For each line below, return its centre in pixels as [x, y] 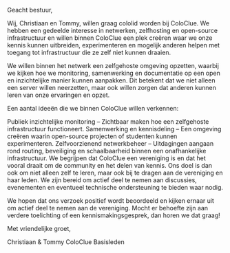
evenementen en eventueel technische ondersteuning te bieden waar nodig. [115, 187]
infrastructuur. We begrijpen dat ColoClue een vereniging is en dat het [106, 158]
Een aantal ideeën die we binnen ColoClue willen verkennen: [93, 108]
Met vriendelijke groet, [39, 229]
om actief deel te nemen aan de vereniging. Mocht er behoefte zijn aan [108, 208]
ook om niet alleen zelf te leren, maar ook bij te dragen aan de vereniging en [115, 173]
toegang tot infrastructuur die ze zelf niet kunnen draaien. [89, 52]
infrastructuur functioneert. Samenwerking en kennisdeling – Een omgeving [114, 129]
